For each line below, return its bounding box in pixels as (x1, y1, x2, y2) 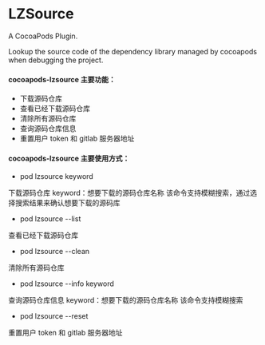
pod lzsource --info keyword (19, 279, 114, 288)
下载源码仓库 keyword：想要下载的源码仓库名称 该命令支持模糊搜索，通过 (8, 188, 251, 198)
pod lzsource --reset (19, 311, 89, 321)
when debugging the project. (8, 55, 104, 65)
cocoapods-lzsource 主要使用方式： (8, 153, 130, 163)
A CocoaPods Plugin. (8, 31, 78, 41)
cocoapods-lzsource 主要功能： (8, 74, 116, 84)
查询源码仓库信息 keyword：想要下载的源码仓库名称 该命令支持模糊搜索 (8, 295, 243, 305)
